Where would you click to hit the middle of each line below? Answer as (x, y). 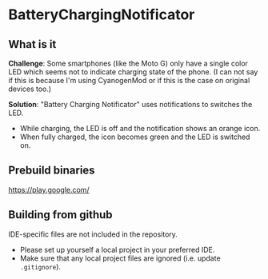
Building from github (61, 215)
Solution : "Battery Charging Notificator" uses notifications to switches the (130, 104)
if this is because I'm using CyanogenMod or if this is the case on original (129, 80)
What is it (32, 44)
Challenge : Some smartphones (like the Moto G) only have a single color (128, 63)
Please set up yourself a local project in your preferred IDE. (117, 249)
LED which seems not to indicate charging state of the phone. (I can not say (133, 72)
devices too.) (30, 89)
